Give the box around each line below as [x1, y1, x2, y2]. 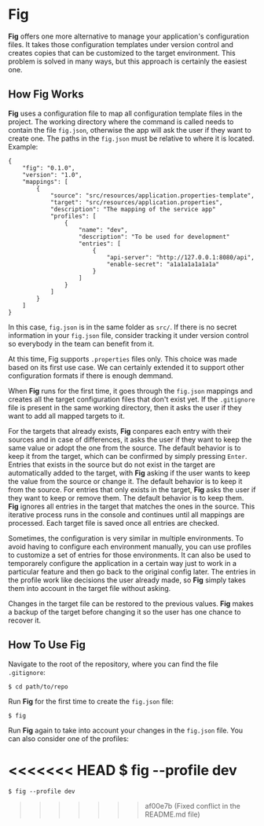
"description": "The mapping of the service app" [49, 205, 216, 213]
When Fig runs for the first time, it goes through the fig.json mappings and [8, 386, 253, 395]
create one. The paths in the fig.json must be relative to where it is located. [8, 134, 255, 143]
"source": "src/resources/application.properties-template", [49, 191, 255, 200]
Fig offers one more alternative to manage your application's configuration [8, 31, 250, 41]
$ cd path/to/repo [8, 682, 68, 691]
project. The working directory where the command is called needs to [8, 116, 234, 127]
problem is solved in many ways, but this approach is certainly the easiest [8, 57, 247, 66]
